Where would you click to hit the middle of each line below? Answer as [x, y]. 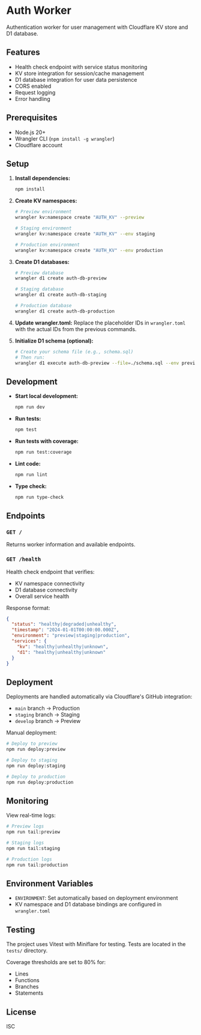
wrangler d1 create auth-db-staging [61, 295]
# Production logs [29, 859]
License [21, 1012]
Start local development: [46, 396]
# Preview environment [43, 212]
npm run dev [30, 407]
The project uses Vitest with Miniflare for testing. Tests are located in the [96, 944]
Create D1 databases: [42, 261]
